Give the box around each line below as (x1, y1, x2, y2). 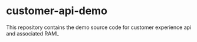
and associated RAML (6, 30, 60, 37)
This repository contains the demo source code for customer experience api (6, 24, 192, 31)
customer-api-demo (6, 4, 108, 18)
